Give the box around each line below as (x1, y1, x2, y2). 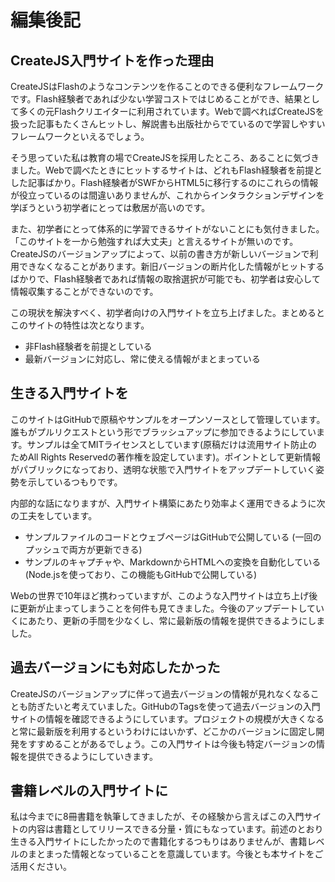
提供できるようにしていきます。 (27, 750, 158, 762)
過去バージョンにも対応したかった (10, 659, 221, 676)
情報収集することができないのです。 (10, 286, 159, 297)
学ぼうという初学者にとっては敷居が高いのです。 (10, 202, 211, 213)
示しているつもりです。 (27, 476, 123, 488)
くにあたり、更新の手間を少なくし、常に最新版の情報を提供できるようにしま (10, 614, 326, 626)
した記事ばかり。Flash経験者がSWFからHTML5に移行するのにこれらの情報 (10, 177, 319, 188)
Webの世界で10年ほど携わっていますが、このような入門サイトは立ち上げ (10, 589, 310, 601)
